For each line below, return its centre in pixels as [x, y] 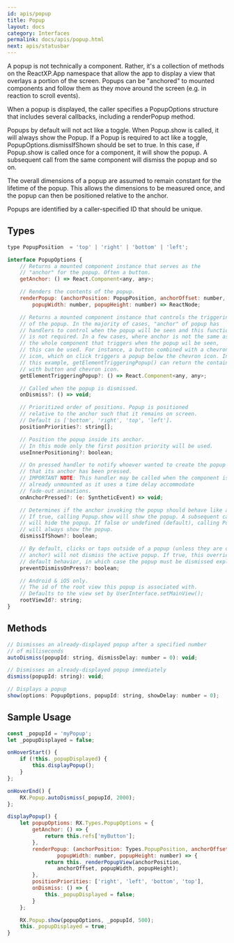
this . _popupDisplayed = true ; [64, 927]
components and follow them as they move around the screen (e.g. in [107, 88]
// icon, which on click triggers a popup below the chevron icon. [119, 357]
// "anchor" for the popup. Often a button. [85, 273]
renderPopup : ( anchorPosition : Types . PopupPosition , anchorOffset [131, 849]
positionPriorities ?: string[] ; [67, 426]
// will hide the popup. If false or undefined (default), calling [119, 523]
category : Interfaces [39, 33]
